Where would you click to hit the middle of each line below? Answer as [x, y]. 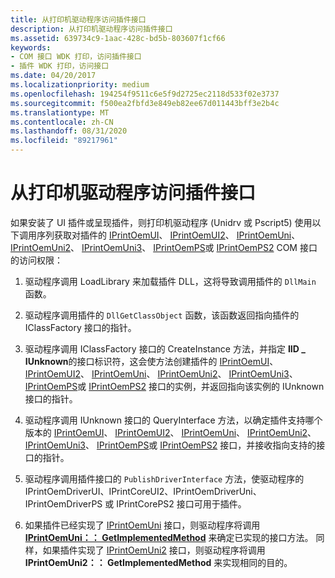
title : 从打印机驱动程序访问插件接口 [78, 19]
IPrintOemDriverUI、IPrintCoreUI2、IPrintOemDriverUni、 [143, 491]
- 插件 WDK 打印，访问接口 [60, 66]
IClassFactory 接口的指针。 [80, 327]
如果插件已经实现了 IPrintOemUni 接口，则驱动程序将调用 [142, 525]
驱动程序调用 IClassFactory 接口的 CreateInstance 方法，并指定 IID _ [165, 348]
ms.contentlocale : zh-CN [62, 122]
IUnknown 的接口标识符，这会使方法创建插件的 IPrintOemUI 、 [151, 361]
